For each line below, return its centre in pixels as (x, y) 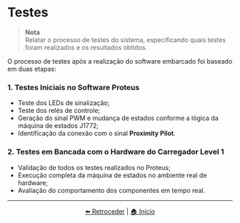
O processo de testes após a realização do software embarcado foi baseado (120, 61)
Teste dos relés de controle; (59, 111)
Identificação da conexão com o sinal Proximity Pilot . (97, 134)
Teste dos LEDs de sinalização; (64, 103)
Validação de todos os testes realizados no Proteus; (94, 167)
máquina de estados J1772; (58, 126)
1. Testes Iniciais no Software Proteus (74, 87)
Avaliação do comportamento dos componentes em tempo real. (111, 190)
